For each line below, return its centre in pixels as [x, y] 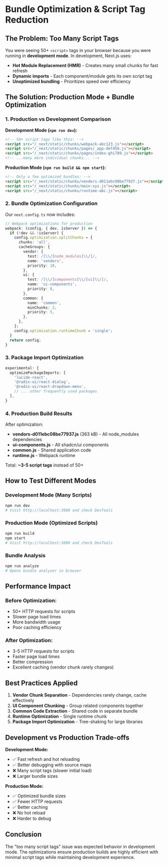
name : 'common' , [44, 303]
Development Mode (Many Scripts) [48, 495]
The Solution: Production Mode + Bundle [70, 97]
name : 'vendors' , [45, 261]
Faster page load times [36, 657]
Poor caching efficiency [37, 627]
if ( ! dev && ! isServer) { [37, 233]
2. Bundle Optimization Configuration [51, 203]
